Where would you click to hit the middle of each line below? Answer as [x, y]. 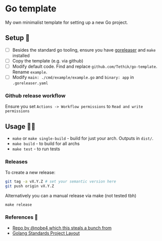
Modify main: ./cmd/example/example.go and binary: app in [73, 77]
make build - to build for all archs [46, 144]
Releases [17, 162]
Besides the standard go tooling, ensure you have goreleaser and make [84, 50]
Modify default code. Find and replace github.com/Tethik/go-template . [85, 66]
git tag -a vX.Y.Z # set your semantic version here [61, 181]
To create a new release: [30, 173]
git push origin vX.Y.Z [30, 186]
